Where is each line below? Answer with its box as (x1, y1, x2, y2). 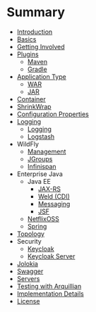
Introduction (16, 27, 53, 36)
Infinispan (27, 162, 57, 170)
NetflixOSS (27, 214, 59, 223)
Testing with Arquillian (16, 282, 82, 290)
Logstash (27, 132, 55, 141)
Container (16, 94, 47, 103)
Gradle (27, 65, 47, 73)
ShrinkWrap (16, 102, 52, 111)
